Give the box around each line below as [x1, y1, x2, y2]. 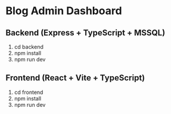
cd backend [14, 43, 44, 50]
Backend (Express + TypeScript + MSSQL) [5, 28, 166, 38]
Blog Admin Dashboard [5, 4, 123, 18]
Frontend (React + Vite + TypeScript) [5, 73, 145, 83]
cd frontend [14, 89, 43, 96]
